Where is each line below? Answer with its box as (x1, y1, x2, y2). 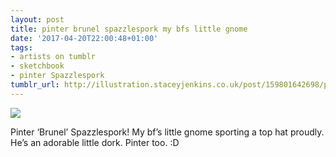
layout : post (10, 14, 65, 25)
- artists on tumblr (10, 52, 97, 62)
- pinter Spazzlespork (10, 71, 105, 81)
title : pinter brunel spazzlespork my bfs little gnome (10, 24, 248, 34)
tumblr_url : (10, 80, 60, 90)
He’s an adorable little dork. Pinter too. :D (10, 136, 180, 148)
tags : (10, 42, 33, 53)
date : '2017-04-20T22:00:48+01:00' (10, 33, 159, 43)
